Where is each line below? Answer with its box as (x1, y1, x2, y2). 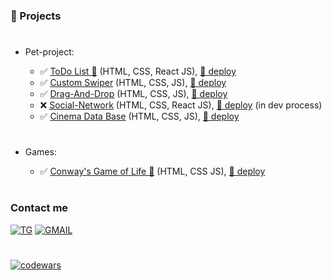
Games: (24, 146, 57, 158)
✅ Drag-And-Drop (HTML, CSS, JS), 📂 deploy (39, 88, 228, 100)
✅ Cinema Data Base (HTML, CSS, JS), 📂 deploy (39, 110, 240, 123)
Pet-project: (24, 46, 75, 58)
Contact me (10, 201, 69, 215)
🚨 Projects (10, 9, 62, 23)
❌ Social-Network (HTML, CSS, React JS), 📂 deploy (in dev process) (39, 99, 323, 111)
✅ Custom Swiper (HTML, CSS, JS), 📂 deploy (39, 77, 227, 89)
